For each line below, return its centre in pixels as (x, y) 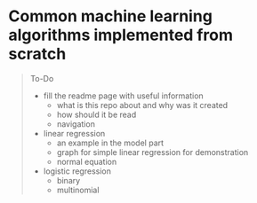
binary (68, 180)
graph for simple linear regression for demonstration (153, 152)
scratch (37, 54)
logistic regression (77, 171)
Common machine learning (110, 16)
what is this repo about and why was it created (142, 105)
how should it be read (96, 114)
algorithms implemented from (120, 35)
